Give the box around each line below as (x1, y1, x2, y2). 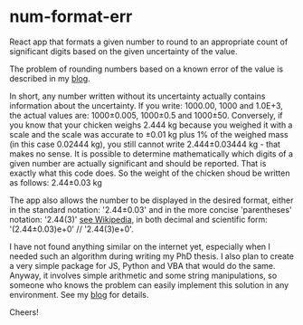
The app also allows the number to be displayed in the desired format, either (9, 195, 294, 206)
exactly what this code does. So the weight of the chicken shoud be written (9, 167, 290, 178)
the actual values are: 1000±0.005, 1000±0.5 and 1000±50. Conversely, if (9, 110, 283, 120)
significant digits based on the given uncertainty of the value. (9, 45, 238, 56)
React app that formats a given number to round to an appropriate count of (9, 36, 289, 47)
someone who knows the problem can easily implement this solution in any (9, 279, 289, 291)
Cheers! (9, 306, 39, 318)
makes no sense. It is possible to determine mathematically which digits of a (9, 148, 294, 159)
